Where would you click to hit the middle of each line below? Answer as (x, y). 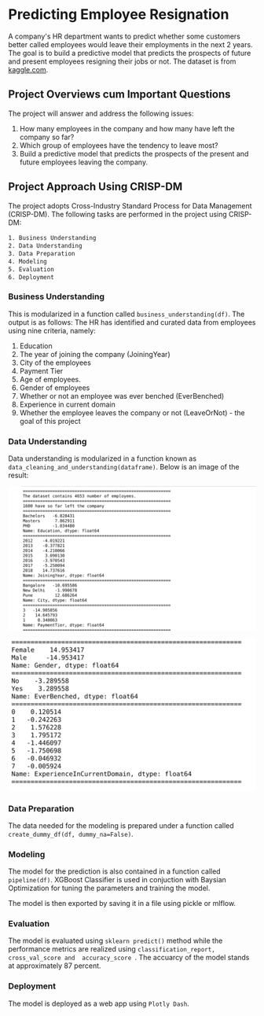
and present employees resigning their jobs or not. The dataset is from (122, 61)
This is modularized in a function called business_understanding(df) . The (126, 314)
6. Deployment (31, 277)
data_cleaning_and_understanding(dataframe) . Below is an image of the (124, 467)
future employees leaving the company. (83, 162)
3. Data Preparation (42, 253)
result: (18, 475)
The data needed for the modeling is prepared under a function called (121, 825)
